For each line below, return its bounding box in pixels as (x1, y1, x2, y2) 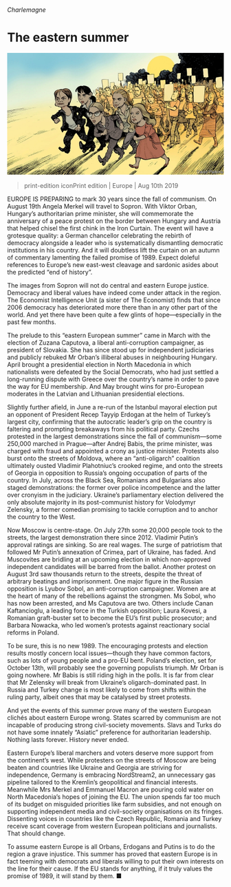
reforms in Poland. (7, 628, 60, 637)
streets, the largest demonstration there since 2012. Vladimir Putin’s (7, 533, 199, 542)
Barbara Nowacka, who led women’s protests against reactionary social (7, 621, 210, 630)
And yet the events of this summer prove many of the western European (7, 706, 212, 715)
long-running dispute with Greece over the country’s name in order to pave (7, 375, 219, 383)
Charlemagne (7, 6, 46, 14)
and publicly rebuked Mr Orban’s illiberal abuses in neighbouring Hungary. (7, 353, 218, 361)
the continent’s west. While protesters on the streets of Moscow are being (7, 756, 217, 765)
